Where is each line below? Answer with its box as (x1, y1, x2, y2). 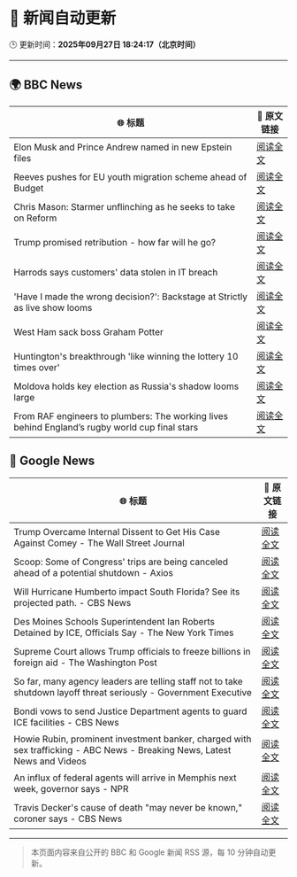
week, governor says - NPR (13, 782, 129, 795)
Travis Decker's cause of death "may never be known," (13, 801, 243, 813)
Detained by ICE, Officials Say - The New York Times (13, 626, 234, 639)
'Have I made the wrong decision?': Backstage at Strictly (13, 290, 248, 302)
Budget (13, 182, 44, 194)
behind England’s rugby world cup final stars (13, 421, 199, 433)
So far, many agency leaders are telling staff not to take (13, 675, 243, 687)
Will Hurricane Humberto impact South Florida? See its (13, 586, 240, 598)
